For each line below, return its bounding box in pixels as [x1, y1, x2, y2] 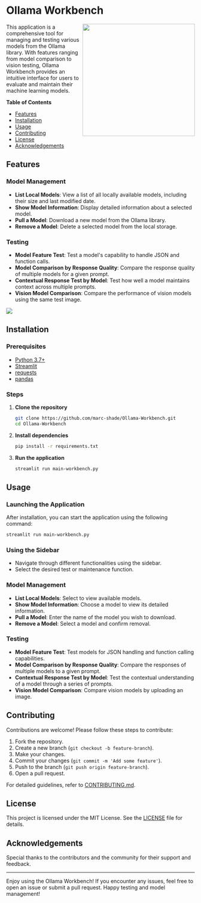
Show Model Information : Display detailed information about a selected [14, 204, 193, 211]
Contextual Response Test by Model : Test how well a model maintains [14, 277, 190, 284]
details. [6, 821, 25, 828]
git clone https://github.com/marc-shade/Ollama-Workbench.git [14, 415, 176, 421]
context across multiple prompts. [14, 283, 97, 290]
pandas [14, 375, 34, 382]
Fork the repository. [14, 738, 64, 745]
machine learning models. [6, 87, 70, 94]
